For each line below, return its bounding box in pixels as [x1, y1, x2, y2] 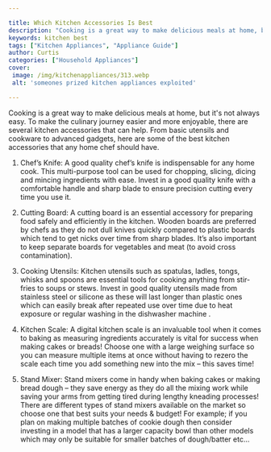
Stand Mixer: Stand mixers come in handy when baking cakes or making [19, 374, 261, 384]
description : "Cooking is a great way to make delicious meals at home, [8, 26, 258, 35]
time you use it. [19, 192, 72, 201]
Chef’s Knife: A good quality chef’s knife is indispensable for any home [19, 158, 256, 168]
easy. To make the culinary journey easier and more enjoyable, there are [8, 116, 248, 126]
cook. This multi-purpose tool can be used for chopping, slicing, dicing [19, 166, 256, 176]
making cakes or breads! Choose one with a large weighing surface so [19, 342, 255, 351]
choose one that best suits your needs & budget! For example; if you [19, 408, 248, 418]
